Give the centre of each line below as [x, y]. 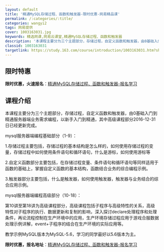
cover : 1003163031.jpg [28, 32]
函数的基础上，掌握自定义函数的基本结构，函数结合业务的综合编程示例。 [78, 169]
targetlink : [17, 50]
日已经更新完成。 [22, 126]
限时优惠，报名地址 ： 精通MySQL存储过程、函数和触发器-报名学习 [71, 245]
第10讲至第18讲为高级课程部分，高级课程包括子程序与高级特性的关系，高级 [80, 206]
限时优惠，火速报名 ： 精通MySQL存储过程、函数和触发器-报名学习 [71, 84]
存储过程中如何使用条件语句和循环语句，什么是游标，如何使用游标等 [82, 152]
